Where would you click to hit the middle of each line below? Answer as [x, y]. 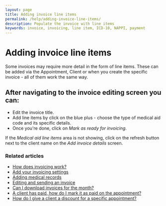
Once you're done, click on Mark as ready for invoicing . [69, 128]
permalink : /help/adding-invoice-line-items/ [53, 19]
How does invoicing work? [40, 167]
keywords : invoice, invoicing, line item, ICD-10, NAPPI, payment [75, 28]
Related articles [24, 156]
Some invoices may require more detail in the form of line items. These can [82, 67]
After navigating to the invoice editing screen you [83, 93]
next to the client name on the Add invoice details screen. [64, 143]
